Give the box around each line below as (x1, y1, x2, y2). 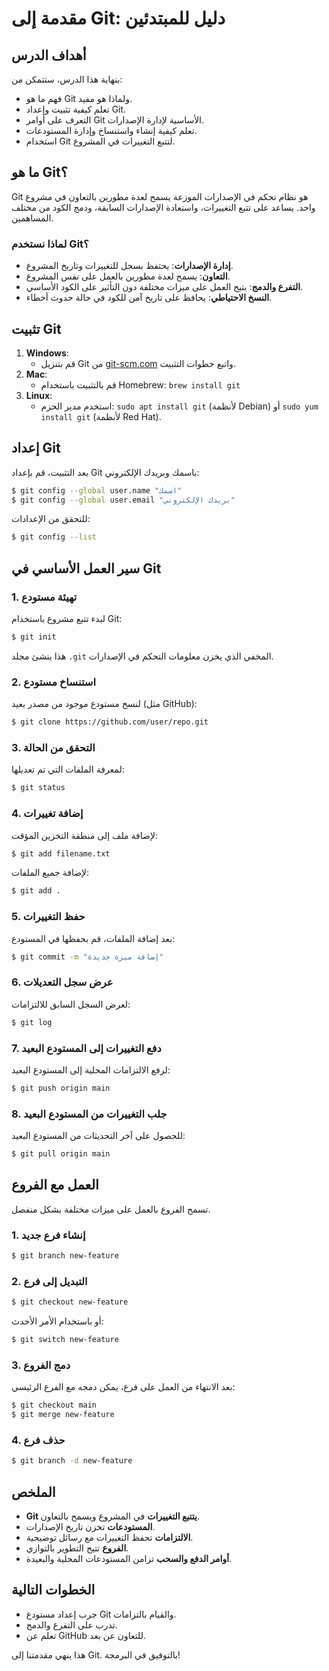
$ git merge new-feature (11, 1410, 115, 1420)
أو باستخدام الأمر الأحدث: (11, 1315, 104, 1327)
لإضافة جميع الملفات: (11, 867, 90, 879)
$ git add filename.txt (11, 848, 111, 859)
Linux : (25, 389, 53, 401)
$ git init (11, 632, 57, 642)
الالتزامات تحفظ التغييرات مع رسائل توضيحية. (25, 1532, 194, 1544)
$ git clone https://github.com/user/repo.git (11, 717, 209, 727)
